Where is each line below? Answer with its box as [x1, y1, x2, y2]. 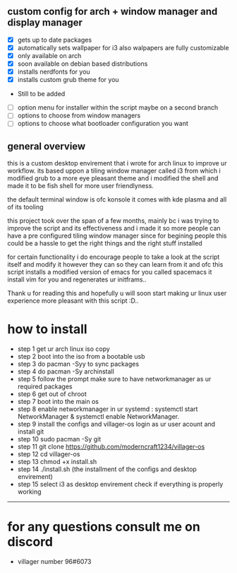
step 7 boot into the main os [17, 398, 99, 406]
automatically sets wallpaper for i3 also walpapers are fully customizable [17, 43, 229, 52]
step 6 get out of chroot [17, 390, 87, 398]
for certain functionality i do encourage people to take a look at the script [7, 253, 220, 261]
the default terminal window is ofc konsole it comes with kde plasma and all [7, 195, 227, 204]
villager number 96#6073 [17, 557, 92, 566]
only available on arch [17, 51, 82, 59]
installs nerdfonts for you [17, 67, 90, 76]
